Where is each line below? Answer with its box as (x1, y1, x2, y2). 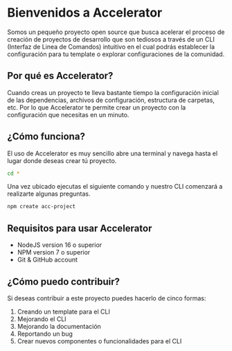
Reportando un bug (17, 329, 73, 338)
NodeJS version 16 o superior (17, 241, 102, 249)
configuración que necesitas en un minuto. (7, 110, 130, 119)
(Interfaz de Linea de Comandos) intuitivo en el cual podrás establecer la (7, 42, 215, 51)
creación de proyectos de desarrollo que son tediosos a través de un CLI (7, 35, 215, 43)
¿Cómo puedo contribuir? (7, 275, 120, 287)
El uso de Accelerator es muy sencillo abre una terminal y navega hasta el (7, 149, 218, 157)
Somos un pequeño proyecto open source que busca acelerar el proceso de (7, 28, 225, 36)
